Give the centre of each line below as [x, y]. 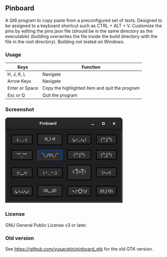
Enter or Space [23, 88]
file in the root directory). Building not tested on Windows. [65, 42]
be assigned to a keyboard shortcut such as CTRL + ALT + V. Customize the [83, 26]
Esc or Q [16, 95]
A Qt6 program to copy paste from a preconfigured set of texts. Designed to [84, 20]
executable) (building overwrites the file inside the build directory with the [81, 36]
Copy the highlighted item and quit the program [91, 88]
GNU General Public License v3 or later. [46, 225]
